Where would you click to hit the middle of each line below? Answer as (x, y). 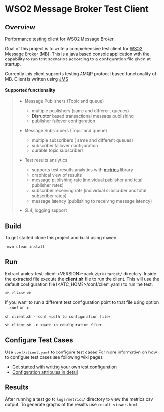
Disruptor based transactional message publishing (83, 116)
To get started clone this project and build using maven (61, 238)
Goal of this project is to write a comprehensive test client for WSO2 (74, 48)
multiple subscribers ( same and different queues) (82, 140)
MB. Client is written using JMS (37, 79)
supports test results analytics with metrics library (82, 170)
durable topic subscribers (58, 150)
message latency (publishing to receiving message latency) (92, 201)
